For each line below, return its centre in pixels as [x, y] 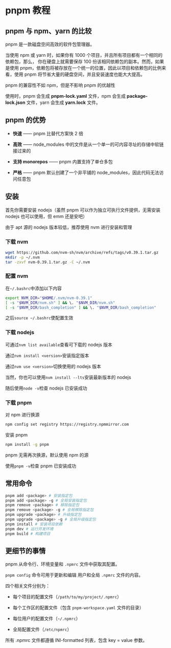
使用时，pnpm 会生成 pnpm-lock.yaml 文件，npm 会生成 [66, 96]
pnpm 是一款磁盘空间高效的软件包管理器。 [50, 44]
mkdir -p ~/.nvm [22, 257]
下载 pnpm [19, 402]
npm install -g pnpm [27, 444]
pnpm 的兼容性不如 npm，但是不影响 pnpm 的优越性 [60, 85]
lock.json [15, 102]
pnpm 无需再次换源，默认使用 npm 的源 [47, 455]
